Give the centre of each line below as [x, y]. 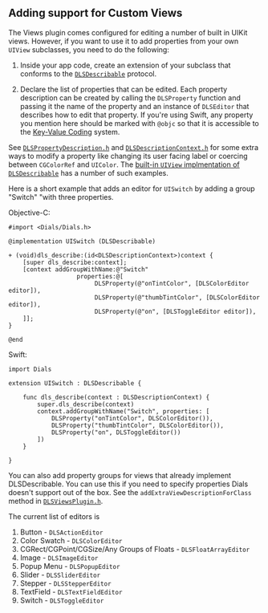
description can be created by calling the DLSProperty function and [130, 97]
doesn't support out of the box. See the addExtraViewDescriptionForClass [130, 492]
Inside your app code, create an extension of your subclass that [125, 65]
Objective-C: [29, 213]
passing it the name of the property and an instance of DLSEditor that [134, 106]
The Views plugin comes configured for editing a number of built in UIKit [128, 32]
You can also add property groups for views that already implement [120, 475]
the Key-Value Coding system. [70, 132]
